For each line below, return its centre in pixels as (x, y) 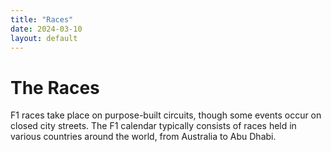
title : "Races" (42, 19)
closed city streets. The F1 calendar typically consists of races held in (153, 126)
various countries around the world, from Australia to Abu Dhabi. (143, 137)
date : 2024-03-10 (46, 29)
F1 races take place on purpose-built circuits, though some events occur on (166, 115)
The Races (55, 87)
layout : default (44, 38)
